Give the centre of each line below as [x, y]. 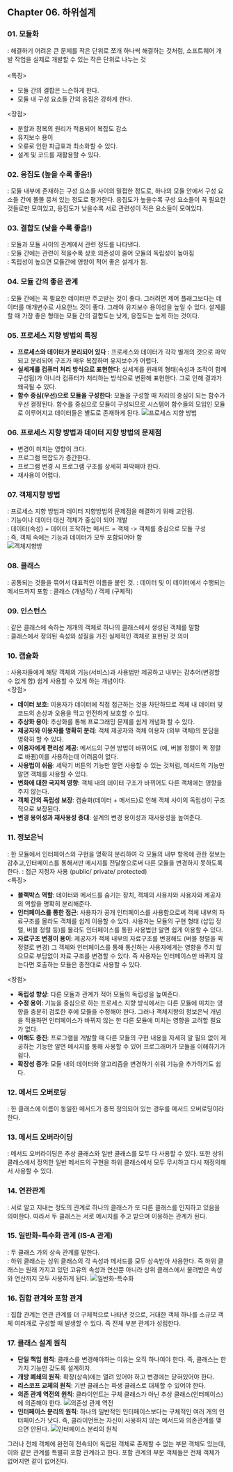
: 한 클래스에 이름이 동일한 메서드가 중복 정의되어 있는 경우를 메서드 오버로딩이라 [116, 1109]
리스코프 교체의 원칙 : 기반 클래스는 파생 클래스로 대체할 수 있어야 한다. [112, 1386]
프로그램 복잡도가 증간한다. [54, 457]
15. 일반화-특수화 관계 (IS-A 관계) [60, 1236]
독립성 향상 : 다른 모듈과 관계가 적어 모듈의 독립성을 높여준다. [99, 994]
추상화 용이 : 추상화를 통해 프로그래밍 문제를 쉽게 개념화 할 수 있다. [106, 722]
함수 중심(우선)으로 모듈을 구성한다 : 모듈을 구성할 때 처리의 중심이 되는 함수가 [121, 395]
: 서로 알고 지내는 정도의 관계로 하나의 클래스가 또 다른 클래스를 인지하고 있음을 [114, 1207]
